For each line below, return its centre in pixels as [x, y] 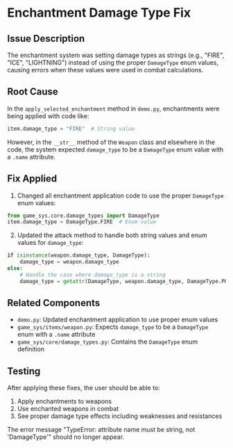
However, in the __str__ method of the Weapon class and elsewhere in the [111, 142]
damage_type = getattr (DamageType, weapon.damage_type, [102, 281]
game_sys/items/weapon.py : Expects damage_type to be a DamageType [113, 327]
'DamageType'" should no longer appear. [66, 437]
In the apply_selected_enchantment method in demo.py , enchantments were [113, 109]
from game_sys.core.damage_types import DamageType [83, 216]
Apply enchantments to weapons [64, 401]
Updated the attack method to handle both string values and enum [112, 235]
